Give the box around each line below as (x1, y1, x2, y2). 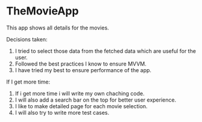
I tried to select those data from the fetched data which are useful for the (14, 47, 196, 55)
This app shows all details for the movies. (6, 24, 110, 31)
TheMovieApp (6, 4, 79, 18)
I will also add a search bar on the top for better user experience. (14, 96, 177, 103)
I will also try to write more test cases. (14, 109, 110, 116)
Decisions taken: (6, 35, 48, 43)
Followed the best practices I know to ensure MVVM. (14, 60, 147, 67)
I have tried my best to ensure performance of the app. (14, 66, 152, 73)
